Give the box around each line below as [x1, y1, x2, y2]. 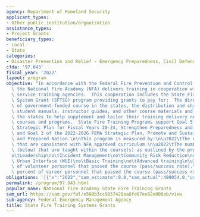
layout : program [6, 75, 46, 81]
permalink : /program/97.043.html [6, 180, 89, 186]
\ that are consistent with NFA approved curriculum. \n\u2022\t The [11, 141, 183, 147]
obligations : [6, 175, 39, 181]
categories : [6, 53, 36, 59]
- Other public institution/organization [6, 20, 111, 26]
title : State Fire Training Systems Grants [6, 202, 116, 208]
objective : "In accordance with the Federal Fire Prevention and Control [6, 81, 193, 87]
